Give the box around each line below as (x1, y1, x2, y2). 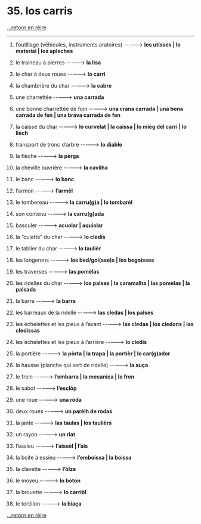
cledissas (15, 327, 41, 334)
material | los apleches (15, 47, 73, 54)
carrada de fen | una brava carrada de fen (15, 111, 121, 119)
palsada (15, 286, 36, 293)
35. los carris (7, 4, 73, 18)
